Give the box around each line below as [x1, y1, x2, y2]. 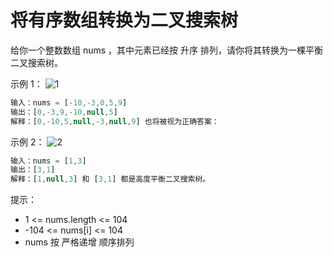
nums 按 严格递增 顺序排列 [24, 236, 135, 248]
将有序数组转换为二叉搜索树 [10, 9, 239, 32]
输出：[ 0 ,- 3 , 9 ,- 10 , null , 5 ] [10, 107, 118, 117]
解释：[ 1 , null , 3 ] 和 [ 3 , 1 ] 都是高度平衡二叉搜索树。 [10, 174, 211, 185]
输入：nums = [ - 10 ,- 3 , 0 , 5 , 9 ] [10, 97, 128, 108]
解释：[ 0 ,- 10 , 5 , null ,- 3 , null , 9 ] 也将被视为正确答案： [10, 116, 220, 126]
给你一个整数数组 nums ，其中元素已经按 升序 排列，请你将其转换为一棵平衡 [10, 44, 323, 56]
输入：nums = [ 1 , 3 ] [10, 156, 87, 166]
